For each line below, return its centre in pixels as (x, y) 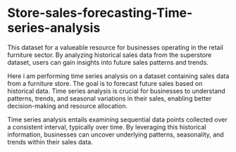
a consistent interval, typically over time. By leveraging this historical (107, 127)
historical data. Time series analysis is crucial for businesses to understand (116, 91)
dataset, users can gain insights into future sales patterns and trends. (108, 62)
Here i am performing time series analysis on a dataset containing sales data (118, 76)
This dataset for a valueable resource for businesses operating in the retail (115, 47)
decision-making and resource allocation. (68, 106)
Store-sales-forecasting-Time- (100, 13)
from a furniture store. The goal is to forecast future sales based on (105, 83)
